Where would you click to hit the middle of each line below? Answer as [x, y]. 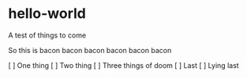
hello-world [47, 14]
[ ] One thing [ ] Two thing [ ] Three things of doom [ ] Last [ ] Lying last [123, 65]
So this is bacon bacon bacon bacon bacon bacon [90, 50]
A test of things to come [47, 35]
